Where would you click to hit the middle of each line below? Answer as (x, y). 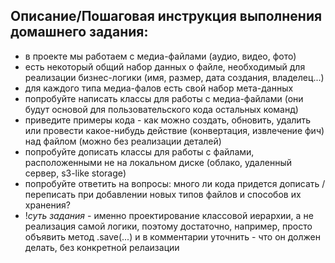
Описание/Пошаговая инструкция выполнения (166, 16)
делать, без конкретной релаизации (102, 247)
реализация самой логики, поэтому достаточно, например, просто (168, 226)
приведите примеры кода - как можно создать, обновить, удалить (168, 120)
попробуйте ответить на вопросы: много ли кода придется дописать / (175, 183)
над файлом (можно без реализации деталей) (123, 141)
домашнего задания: (79, 32)
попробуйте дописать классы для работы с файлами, (139, 151)
